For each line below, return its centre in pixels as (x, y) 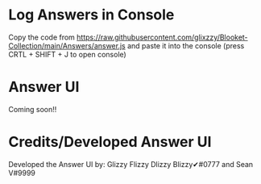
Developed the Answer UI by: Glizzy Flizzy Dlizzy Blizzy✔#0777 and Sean (131, 164)
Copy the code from (41, 37)
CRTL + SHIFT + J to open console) (67, 54)
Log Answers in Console (91, 15)
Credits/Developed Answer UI (110, 142)
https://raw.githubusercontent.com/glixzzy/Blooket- (162, 37)
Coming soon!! (33, 109)
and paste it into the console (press (186, 45)
